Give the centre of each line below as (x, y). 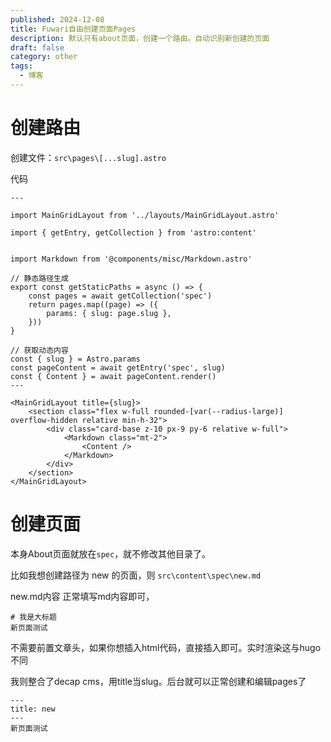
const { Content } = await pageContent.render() (113, 376)
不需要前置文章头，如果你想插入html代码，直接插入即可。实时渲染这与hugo (166, 647)
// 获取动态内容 (39, 350)
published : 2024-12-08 (57, 19)
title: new (33, 709)
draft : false (37, 47)
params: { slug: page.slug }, (109, 313)
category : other (44, 57)
